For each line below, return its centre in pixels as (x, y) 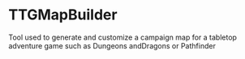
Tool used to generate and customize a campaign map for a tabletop (123, 37)
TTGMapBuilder (63, 15)
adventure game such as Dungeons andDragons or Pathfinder (112, 45)
